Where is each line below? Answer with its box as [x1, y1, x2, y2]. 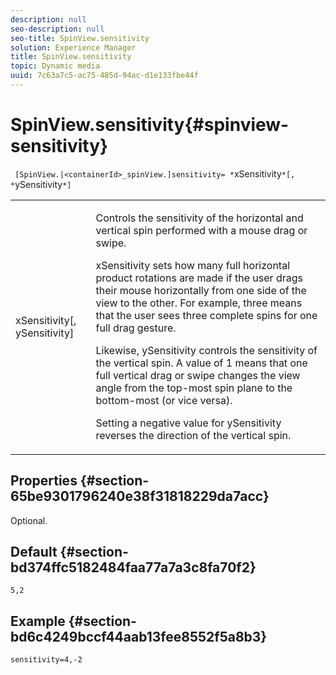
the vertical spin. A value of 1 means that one [95, 356, 308, 370]
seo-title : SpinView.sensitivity [10, 33, 150, 43]
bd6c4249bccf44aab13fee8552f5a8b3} [10, 628, 268, 645]
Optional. [10, 514, 48, 526]
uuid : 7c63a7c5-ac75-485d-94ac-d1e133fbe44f [10, 71, 199, 81]
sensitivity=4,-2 [10, 655, 83, 665]
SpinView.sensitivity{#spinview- [10, 114, 290, 136]
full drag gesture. [95, 321, 177, 335]
